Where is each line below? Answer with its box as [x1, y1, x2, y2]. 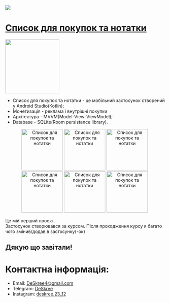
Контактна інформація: [5, 263, 109, 275]
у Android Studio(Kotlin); [12, 103, 64, 109]
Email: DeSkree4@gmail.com [12, 280, 74, 286]
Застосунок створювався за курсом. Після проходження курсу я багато [5, 223, 162, 229]
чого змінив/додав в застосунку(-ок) [5, 228, 85, 234]
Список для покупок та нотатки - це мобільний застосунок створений [12, 97, 165, 104]
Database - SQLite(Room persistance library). [12, 119, 108, 125]
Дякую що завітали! [5, 243, 73, 252]
